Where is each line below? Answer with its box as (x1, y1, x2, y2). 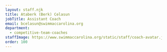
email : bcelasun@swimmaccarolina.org (5, 21, 83, 26)
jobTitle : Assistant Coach (5, 16, 61, 21)
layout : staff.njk (5, 7, 43, 12)
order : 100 (5, 40, 28, 45)
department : (5, 26, 30, 31)
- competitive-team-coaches (9, 30, 68, 35)
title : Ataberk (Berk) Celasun (5, 12, 70, 17)
